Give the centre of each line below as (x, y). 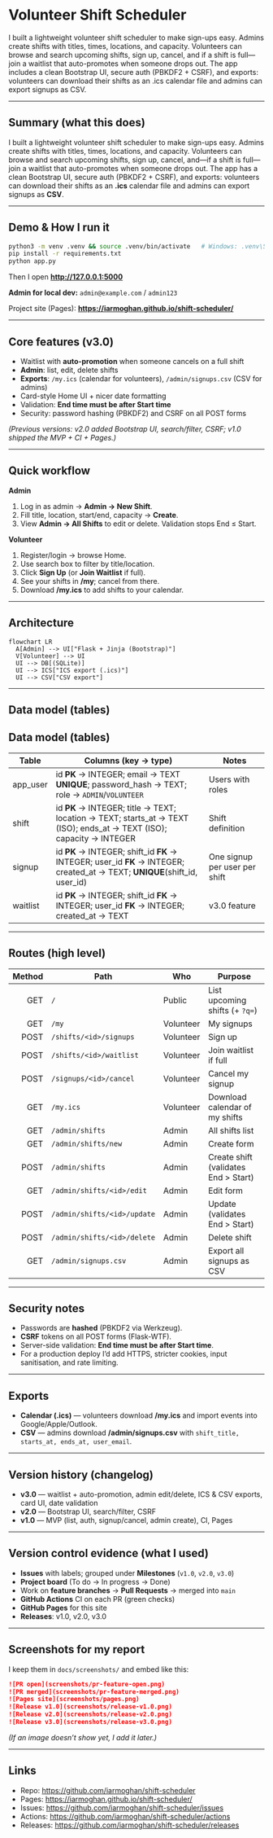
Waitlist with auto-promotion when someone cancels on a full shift (132, 361)
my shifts (225, 1117)
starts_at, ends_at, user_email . (76, 1441)
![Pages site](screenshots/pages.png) (74, 1700)
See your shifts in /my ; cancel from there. (90, 581)
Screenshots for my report (77, 1649)
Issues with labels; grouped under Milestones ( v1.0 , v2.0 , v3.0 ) (127, 1573)
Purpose (234, 976)
